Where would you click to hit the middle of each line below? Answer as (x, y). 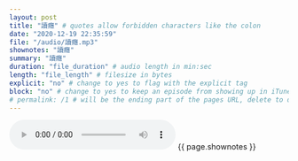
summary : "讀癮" (38, 58)
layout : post (33, 17)
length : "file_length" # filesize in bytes (91, 75)
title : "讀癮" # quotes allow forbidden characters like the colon (135, 26)
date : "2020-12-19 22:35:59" (63, 34)
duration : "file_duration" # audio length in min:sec (111, 67)
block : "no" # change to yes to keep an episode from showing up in (138, 91)
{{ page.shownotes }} (216, 147)
